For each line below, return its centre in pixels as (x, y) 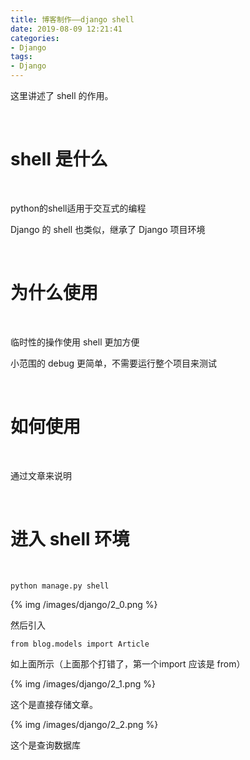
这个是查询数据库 (45, 745)
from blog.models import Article (80, 644)
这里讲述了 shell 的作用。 (62, 95)
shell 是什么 (59, 159)
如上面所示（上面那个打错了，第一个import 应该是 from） (128, 663)
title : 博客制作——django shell (72, 19)
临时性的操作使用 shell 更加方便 (75, 342)
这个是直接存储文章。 (54, 704)
